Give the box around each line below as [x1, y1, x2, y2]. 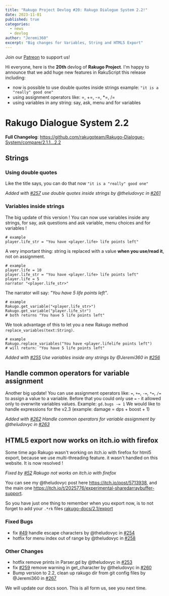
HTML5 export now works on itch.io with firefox [5, 436, 158, 445]
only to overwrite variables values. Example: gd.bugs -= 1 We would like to [5, 401, 160, 407]
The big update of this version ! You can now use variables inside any [5, 214, 150, 220]
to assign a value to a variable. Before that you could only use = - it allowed [5, 396, 161, 402]
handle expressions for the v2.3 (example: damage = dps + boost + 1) [5, 406, 150, 412]
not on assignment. [5, 253, 45, 259]
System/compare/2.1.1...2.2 [5, 139, 62, 145]
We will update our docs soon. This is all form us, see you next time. [5, 585, 147, 591]
